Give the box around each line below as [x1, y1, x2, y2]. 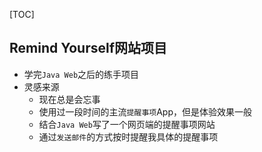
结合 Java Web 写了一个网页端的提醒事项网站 [38, 118, 216, 130]
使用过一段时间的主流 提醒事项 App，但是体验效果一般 [38, 105, 252, 118]
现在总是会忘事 [38, 93, 101, 105]
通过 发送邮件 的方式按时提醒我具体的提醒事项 [38, 130, 219, 143]
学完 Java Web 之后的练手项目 [23, 68, 140, 80]
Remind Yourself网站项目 [9, 40, 168, 57]
